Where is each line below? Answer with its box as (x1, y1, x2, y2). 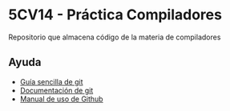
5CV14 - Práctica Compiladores (8, 6, 223, 24)
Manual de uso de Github (19, 94, 103, 104)
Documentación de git (19, 85, 94, 95)
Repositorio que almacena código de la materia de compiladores (8, 32, 221, 42)
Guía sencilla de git (19, 76, 83, 86)
